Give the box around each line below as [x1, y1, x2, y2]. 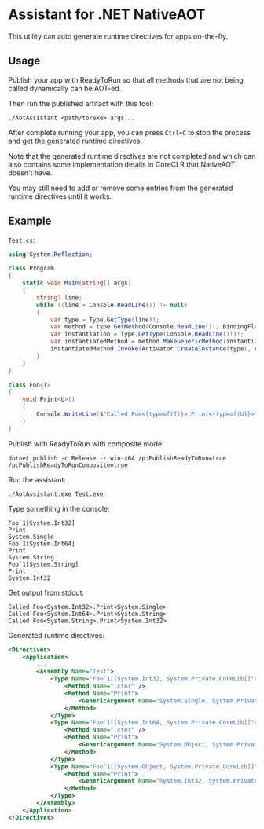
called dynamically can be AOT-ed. [8, 83, 122, 93]
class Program [8, 265, 55, 273]
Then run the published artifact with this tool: [8, 98, 154, 108]
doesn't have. [8, 167, 53, 178]
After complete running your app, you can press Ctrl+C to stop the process [8, 127, 251, 137]
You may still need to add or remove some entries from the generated [8, 183, 233, 193]
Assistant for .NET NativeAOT [8, 6, 206, 24]
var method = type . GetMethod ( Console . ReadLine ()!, [49, 323, 220, 331]
